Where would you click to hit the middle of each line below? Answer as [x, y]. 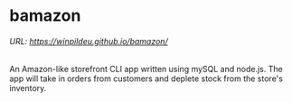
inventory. [28, 88]
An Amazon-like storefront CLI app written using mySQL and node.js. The [146, 70]
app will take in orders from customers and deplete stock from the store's [146, 79]
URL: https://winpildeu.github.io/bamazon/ [89, 41]
